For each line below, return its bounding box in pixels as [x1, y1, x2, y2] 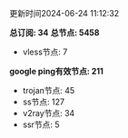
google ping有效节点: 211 [9, 66, 104, 76]
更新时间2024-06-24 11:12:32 [9, 8, 120, 18]
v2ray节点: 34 [22, 108, 75, 118]
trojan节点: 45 [22, 85, 75, 95]
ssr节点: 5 [22, 119, 61, 130]
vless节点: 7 [22, 46, 68, 57]
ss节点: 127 [22, 96, 65, 107]
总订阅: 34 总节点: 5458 [9, 27, 100, 38]
